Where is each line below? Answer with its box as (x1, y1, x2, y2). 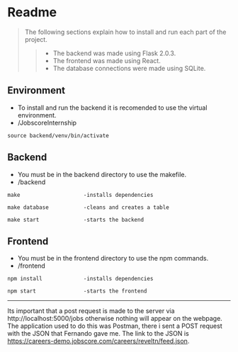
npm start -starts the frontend (7, 288, 147, 295)
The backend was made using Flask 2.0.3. (52, 49, 176, 57)
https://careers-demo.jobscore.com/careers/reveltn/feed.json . (7, 337, 190, 346)
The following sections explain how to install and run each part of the (24, 28, 227, 36)
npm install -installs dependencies (7, 276, 154, 283)
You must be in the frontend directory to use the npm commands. (17, 254, 209, 263)
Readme (7, 4, 57, 21)
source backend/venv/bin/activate (7, 132, 110, 139)
